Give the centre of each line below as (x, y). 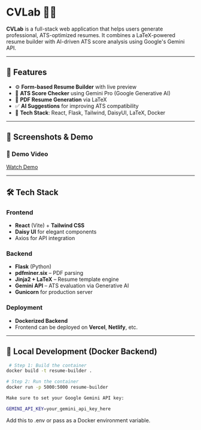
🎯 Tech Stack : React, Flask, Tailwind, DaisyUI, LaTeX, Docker (90, 113)
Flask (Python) (33, 267)
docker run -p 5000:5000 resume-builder (57, 387)
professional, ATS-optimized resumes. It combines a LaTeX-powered (91, 35)
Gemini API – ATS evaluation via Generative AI (72, 286)
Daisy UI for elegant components (56, 232)
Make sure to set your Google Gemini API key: (65, 398)
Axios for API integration (45, 238)
